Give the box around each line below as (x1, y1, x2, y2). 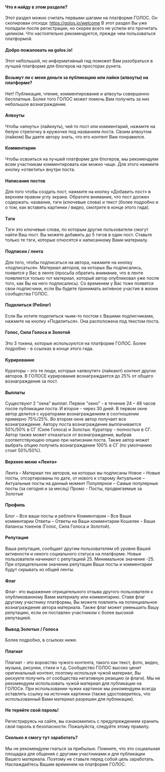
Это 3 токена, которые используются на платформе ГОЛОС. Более (5, 340, 146, 347)
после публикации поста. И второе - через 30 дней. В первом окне (5, 406, 148, 412)
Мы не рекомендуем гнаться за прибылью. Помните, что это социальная (5, 746, 160, 752)
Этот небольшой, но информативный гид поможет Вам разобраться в (5, 58, 153, 64)
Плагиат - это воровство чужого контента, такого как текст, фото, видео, (5, 659, 159, 665)
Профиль (5, 502, 26, 508)
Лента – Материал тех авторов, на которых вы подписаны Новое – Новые (5, 470, 161, 476)
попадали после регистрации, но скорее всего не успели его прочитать (5, 25, 158, 32)
